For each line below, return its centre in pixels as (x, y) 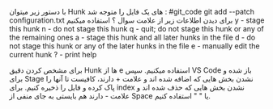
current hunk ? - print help (53, 55)
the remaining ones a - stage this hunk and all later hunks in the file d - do (132, 37)
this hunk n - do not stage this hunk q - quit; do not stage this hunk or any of (136, 29)
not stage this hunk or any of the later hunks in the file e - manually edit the (134, 46)
